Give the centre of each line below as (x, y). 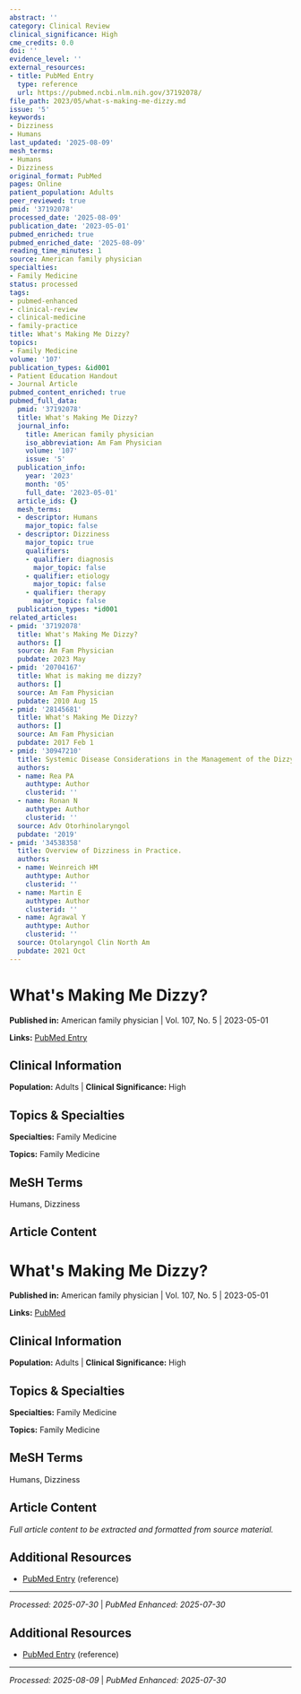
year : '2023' (50, 476)
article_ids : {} (47, 501)
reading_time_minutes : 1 (56, 251)
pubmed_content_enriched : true (68, 393)
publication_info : (52, 468)
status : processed (43, 284)
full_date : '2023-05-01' (72, 493)
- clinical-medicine (48, 318)
